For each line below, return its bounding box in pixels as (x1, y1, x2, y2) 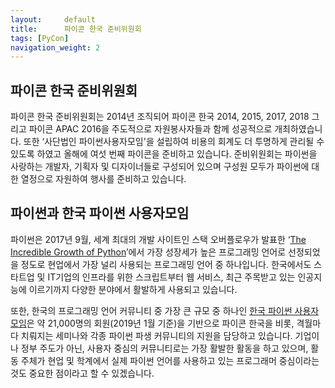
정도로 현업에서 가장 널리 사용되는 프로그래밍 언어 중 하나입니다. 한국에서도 (20, 258, 312, 270)
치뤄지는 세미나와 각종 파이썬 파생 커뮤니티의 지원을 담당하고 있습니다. (20, 329, 293, 341)
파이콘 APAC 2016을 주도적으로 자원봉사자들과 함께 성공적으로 (28, 123, 273, 135)
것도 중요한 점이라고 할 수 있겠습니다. (10, 367, 155, 379)
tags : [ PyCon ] (10, 33, 70, 43)
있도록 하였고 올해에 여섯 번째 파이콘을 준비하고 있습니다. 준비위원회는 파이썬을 (10, 148, 318, 160)
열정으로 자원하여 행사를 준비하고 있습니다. (20, 173, 187, 185)
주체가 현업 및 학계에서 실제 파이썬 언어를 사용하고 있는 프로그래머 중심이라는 (20, 354, 320, 366)
